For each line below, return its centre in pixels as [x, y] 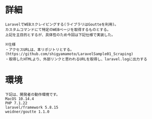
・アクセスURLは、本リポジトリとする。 [39, 50]
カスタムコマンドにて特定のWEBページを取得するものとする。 [58, 30]
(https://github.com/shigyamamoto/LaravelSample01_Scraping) [69, 54]
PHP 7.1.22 [16, 103]
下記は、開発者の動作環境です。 [33, 94]
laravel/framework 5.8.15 [32, 107]
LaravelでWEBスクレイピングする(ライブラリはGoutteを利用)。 [62, 24]
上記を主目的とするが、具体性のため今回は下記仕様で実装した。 [60, 35]
